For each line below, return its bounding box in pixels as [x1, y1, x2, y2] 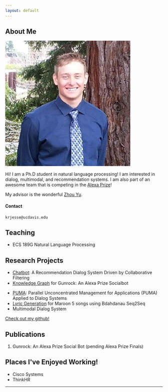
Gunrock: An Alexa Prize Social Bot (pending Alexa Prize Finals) [12, 343, 143, 349]
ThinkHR [12, 376, 30, 382]
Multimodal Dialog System [12, 306, 66, 312]
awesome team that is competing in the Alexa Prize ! [5, 182, 112, 188]
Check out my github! [5, 316, 50, 322]
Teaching [5, 229, 35, 237]
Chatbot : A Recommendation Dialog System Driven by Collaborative [12, 270, 152, 276]
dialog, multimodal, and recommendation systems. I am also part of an [5, 176, 150, 182]
